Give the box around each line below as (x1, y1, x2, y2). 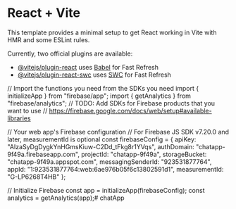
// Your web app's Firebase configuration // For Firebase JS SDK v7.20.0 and (7, 127, 230, 136)
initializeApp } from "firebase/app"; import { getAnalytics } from (7, 91, 192, 100)
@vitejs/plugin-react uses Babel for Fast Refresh (17, 63, 159, 71)
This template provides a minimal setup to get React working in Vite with (7, 28, 217, 37)
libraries (7, 114, 31, 122)
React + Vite (7, 5, 81, 21)
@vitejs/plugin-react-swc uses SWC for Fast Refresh (17, 70, 171, 79)
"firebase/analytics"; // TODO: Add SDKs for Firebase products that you (7, 99, 216, 107)
